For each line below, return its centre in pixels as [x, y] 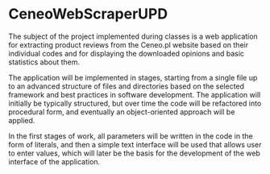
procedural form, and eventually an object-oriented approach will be [122, 112]
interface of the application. [54, 161]
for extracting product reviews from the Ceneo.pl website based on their [128, 44]
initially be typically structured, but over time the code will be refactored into [135, 103]
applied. [22, 120]
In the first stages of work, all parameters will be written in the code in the [131, 136]
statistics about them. [44, 62]
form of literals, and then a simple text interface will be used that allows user [135, 144]
